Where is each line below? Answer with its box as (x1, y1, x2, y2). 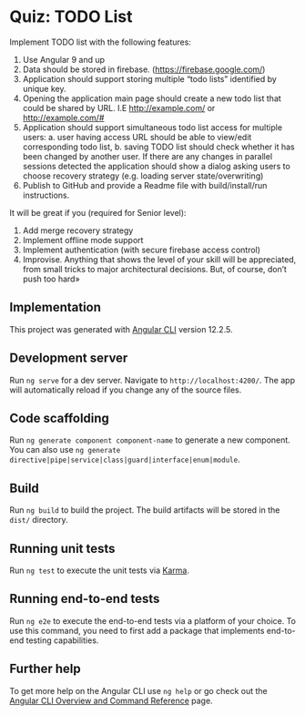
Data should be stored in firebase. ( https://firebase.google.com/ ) (22, 64, 266, 75)
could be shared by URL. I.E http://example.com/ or (22, 102, 216, 113)
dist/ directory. (9, 515, 68, 526)
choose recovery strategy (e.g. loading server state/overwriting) (22, 170, 264, 181)
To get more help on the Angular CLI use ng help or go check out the (9, 685, 268, 696)
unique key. (22, 83, 66, 94)
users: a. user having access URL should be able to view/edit (22, 131, 252, 142)
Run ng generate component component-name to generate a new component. (9, 434, 291, 445)
